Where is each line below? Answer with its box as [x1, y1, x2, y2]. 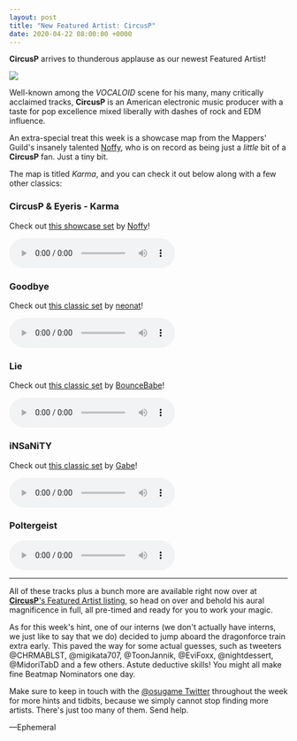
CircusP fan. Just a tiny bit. [9, 151, 109, 162]
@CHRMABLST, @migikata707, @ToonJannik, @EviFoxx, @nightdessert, [9, 650, 274, 660]
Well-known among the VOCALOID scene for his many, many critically [9, 88, 264, 98]
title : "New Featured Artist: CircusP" [9, 21, 156, 30]
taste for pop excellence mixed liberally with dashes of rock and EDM [9, 106, 262, 117]
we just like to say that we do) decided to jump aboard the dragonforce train [9, 630, 286, 642]
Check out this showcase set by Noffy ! [9, 220, 150, 231]
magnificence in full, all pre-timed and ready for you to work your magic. [9, 604, 273, 615]
